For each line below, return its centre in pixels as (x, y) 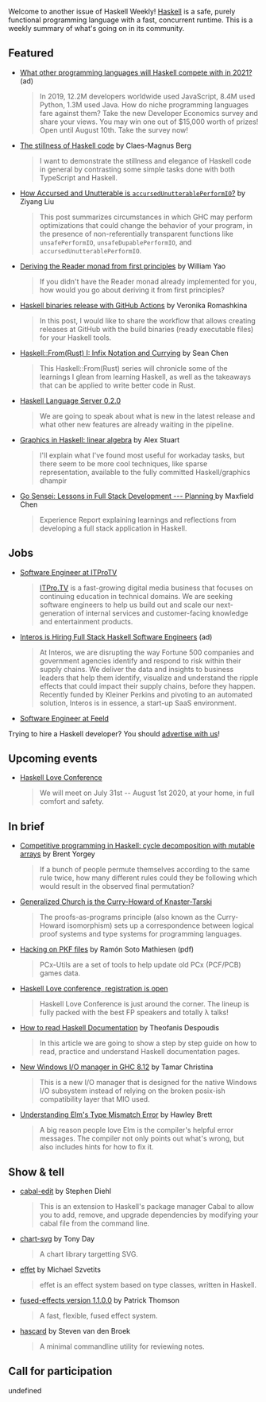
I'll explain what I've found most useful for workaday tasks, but (142, 455)
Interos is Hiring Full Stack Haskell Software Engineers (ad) (116, 637)
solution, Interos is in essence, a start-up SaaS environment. (138, 703)
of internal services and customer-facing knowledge (162, 613)
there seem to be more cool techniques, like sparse (123, 463)
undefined (25, 1390)
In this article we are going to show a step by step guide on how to (148, 1043)
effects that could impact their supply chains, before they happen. (147, 686)
